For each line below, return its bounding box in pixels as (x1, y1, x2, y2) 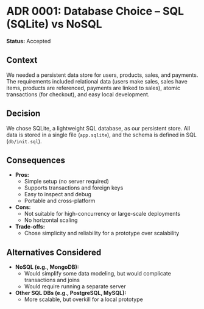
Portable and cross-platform (24, 197, 96, 205)
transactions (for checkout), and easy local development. (6, 90, 150, 98)
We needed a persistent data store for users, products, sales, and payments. (6, 71, 199, 79)
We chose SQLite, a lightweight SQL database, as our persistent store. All (6, 124, 191, 132)
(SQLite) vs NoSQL (6, 17, 102, 31)
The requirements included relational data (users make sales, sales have (6, 77, 188, 85)
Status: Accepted (6, 37, 51, 44)
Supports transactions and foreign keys (24, 184, 124, 191)
